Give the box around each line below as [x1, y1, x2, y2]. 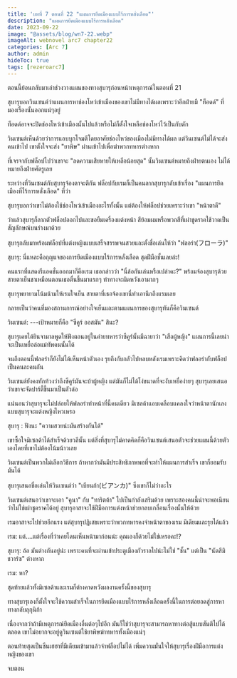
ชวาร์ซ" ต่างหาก [7, 554, 45, 562]
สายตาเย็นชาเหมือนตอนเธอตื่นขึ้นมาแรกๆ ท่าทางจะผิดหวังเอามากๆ [7, 275, 159, 283]
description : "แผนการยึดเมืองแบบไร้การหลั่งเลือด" [7, 17, 125, 24]
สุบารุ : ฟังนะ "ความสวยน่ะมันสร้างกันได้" [7, 421, 104, 430]
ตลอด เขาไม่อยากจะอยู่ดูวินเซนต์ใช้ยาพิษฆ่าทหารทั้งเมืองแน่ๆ [7, 627, 146, 636]
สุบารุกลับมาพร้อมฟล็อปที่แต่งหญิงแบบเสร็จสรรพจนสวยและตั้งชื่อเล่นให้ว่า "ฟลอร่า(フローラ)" [7, 238, 229, 247]
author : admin [7, 51, 50, 58]
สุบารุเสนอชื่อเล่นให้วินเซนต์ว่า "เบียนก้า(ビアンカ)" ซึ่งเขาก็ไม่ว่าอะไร [7, 481, 172, 490]
